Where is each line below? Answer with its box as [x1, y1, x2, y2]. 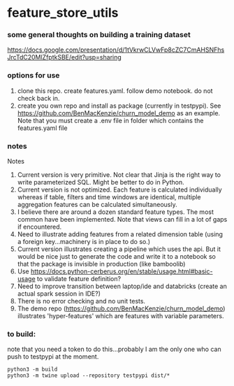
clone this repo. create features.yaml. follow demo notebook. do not [17, 86, 213, 95]
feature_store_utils [7, 5, 119, 21]
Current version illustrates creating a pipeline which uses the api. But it [17, 245, 221, 253]
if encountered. [17, 222, 62, 231]
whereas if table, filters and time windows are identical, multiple [17, 193, 201, 201]
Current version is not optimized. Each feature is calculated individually [17, 185, 222, 194]
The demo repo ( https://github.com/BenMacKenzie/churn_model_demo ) [17, 304, 226, 313]
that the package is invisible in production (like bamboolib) [17, 260, 186, 269]
